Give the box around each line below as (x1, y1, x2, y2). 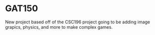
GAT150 (5, 3, 38, 14)
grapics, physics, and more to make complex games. (5, 24, 113, 30)
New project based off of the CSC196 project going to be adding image (5, 19, 150, 25)
